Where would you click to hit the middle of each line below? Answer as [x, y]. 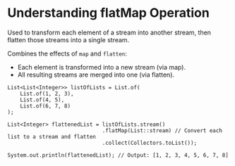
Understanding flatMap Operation [108, 13]
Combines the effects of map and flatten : [67, 53]
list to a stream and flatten [52, 136]
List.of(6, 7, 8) [46, 106]
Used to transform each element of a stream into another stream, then [109, 32]
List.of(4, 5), [42, 100]
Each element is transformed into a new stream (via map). [101, 67]
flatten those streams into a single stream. [68, 39]
